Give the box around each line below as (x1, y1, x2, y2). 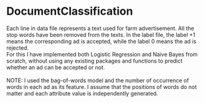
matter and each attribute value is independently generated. (6, 90, 159, 97)
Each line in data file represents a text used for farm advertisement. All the (6, 25, 195, 32)
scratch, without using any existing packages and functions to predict (6, 57, 183, 64)
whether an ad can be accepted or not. (6, 63, 106, 71)
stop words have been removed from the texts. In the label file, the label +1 (6, 31, 195, 38)
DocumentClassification (6, 4, 133, 18)
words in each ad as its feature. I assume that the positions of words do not (6, 83, 197, 90)
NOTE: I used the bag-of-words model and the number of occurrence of (6, 77, 189, 84)
